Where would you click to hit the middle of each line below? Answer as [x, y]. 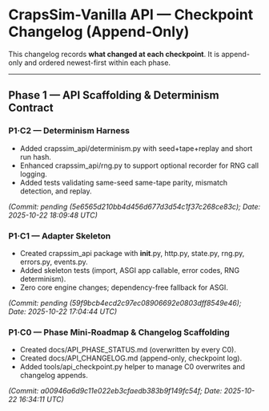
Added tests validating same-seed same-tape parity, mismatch [124, 182]
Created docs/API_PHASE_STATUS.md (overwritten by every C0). [128, 350]
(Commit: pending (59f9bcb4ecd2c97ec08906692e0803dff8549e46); [125, 303]
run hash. [36, 157]
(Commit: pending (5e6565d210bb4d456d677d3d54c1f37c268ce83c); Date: [134, 206]
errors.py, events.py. [54, 262]
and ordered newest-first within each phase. [97, 63]
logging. [34, 173]
